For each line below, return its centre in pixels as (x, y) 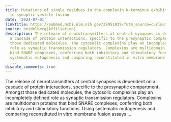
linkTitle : (17, 24)
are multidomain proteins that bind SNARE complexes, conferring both (79, 103)
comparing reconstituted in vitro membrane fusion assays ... (68, 114)
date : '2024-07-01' (26, 19)
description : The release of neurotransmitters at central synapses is (83, 34)
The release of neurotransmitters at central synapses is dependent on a (80, 82)
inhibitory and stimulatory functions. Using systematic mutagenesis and (80, 109)
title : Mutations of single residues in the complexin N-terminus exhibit (86, 10)
